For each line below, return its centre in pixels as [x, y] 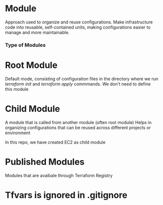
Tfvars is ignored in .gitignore [66, 195]
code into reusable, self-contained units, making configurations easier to [78, 27]
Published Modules [45, 162]
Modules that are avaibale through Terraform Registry [59, 175]
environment [18, 133]
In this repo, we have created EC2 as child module [55, 142]
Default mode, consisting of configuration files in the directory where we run [82, 79]
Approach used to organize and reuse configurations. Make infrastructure [79, 22]
